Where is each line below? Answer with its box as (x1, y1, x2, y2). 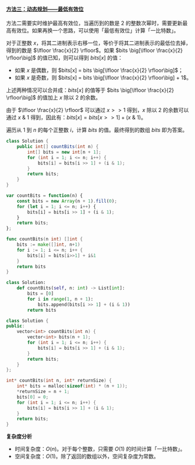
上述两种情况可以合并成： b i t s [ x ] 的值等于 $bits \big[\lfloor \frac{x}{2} (6, 87, 174, 94)
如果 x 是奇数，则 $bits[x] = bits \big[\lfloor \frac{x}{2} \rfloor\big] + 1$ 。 (14, 74, 192, 81)
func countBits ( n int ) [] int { (6, 236, 83, 242)
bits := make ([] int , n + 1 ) (16, 242, 81, 248)
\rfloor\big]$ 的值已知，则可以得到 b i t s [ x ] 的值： (6, 54, 123, 61)
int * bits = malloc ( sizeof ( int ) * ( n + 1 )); (16, 383, 128, 389)
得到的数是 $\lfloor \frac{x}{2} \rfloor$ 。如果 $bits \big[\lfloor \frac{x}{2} (6, 47, 183, 54)
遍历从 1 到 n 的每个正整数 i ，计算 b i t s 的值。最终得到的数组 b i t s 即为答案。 (6, 127, 188, 134)
